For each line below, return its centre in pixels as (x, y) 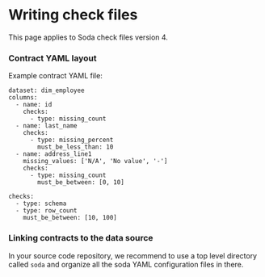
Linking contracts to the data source (81, 238)
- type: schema (41, 204)
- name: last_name (47, 126)
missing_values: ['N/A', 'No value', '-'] (95, 162)
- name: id (34, 105)
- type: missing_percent (72, 140)
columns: (23, 98)
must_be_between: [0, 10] (81, 183)
